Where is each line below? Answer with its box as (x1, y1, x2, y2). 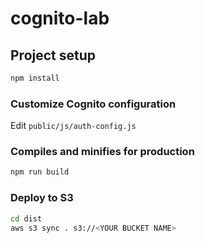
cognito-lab (10, 7, 110, 30)
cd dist (10, 213, 43, 224)
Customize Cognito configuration (10, 97, 177, 111)
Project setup (10, 47, 97, 64)
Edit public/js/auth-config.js (10, 120, 137, 132)
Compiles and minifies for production (10, 145, 195, 159)
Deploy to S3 (10, 191, 74, 205)
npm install (10, 73, 60, 83)
